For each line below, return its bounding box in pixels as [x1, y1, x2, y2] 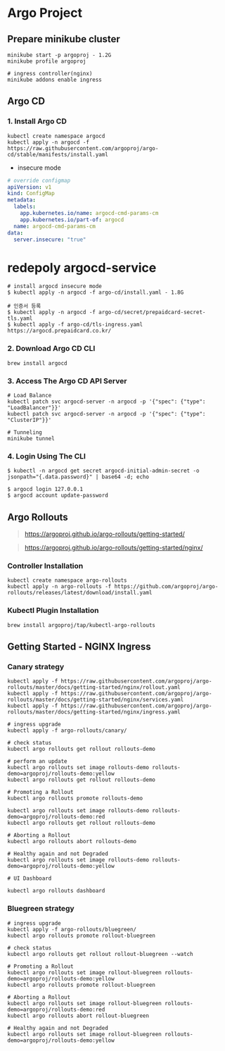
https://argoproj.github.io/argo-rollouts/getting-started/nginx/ [24, 544, 203, 552]
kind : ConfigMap [7, 190, 55, 197]
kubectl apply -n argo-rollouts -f [7, 583, 112, 590]
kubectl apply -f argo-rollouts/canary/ [7, 727, 128, 734]
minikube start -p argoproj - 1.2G [7, 51, 112, 58]
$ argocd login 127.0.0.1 [7, 486, 83, 493]
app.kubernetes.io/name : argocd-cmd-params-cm [20, 210, 159, 217]
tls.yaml [7, 315, 33, 322]
